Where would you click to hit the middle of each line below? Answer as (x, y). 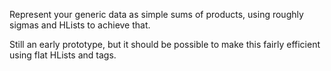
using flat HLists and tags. (63, 55)
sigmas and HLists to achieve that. (80, 25)
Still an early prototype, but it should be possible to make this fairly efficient (165, 44)
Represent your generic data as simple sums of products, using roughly (156, 14)
